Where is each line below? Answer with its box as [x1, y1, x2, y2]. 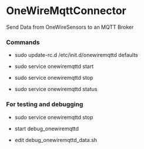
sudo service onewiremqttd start [14, 63, 94, 70]
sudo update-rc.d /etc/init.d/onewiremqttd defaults [14, 52, 138, 59]
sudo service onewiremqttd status [14, 86, 98, 93]
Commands [6, 38, 40, 46]
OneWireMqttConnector [6, 4, 126, 18]
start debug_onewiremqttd [14, 125, 79, 132]
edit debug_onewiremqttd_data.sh [14, 136, 98, 143]
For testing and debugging [6, 100, 83, 109]
